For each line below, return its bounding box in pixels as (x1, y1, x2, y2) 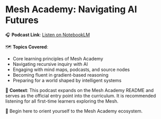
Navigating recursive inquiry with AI (12, 61, 88, 67)
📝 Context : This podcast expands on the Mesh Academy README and (5, 87, 154, 93)
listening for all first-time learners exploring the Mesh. (5, 98, 119, 104)
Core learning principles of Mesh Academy (12, 55, 103, 62)
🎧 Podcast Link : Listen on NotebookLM (5, 32, 90, 38)
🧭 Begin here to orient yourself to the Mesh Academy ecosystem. (5, 108, 143, 114)
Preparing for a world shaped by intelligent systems (12, 77, 122, 83)
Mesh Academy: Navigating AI (5, 4, 137, 15)
